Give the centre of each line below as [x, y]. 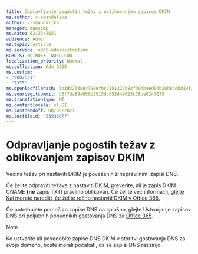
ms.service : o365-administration [47, 50]
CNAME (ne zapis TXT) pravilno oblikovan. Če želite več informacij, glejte [95, 192]
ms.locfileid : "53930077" [38, 116]
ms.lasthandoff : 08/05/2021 [41, 110]
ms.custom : [19, 72]
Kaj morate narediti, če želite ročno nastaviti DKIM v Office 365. [83, 198]
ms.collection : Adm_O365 [37, 66]
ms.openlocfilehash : [32, 89]
